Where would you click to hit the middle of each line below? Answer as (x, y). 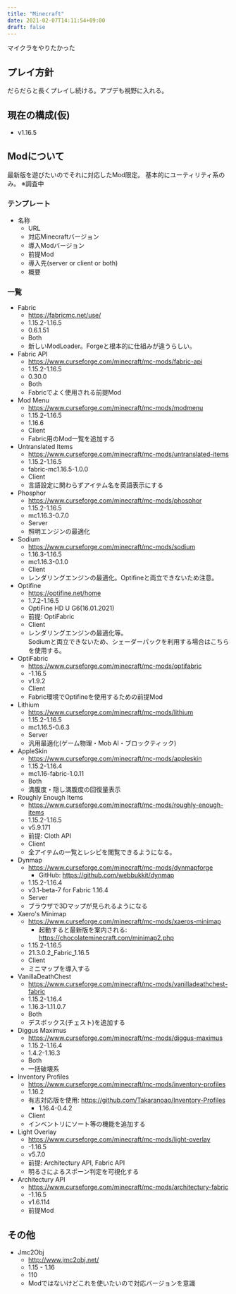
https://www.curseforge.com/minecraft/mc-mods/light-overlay (119, 1139)
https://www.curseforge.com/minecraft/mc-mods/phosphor (115, 501)
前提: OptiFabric (51, 617)
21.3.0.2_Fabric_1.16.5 (58, 953)
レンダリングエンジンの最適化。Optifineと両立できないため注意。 (123, 578)
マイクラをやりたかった (41, 48)
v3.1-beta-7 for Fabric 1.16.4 (68, 890)
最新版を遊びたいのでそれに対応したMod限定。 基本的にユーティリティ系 (113, 174)
